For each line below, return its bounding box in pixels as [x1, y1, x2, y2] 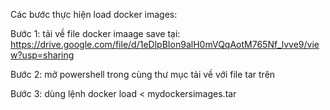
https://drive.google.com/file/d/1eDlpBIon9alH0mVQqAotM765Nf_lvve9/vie [10, 39, 320, 50]
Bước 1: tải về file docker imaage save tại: [10, 28, 181, 39]
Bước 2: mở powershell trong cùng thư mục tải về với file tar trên [10, 69, 276, 80]
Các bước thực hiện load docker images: [10, 9, 178, 20]
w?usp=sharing [10, 49, 75, 61]
